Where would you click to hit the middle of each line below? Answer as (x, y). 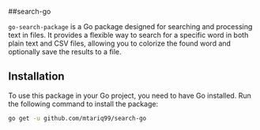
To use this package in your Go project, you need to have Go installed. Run (130, 95)
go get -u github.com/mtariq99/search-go (77, 118)
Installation (36, 77)
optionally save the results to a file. (65, 52)
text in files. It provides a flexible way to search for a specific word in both (128, 35)
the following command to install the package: (83, 104)
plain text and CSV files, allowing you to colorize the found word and (120, 43)
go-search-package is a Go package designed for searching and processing (130, 26)
